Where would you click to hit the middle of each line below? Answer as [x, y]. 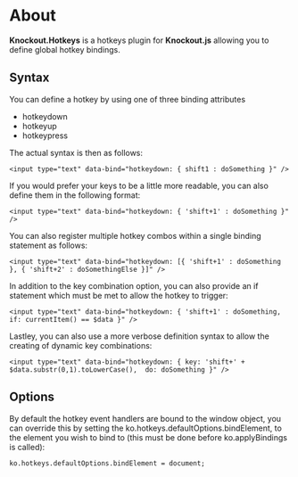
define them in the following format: [75, 195]
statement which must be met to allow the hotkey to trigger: [119, 295]
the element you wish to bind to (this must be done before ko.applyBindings [149, 437]
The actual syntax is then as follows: [76, 152]
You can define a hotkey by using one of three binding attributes [128, 99]
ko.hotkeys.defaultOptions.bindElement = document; [107, 463]
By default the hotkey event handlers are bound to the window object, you [145, 418]
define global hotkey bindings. [65, 49]
